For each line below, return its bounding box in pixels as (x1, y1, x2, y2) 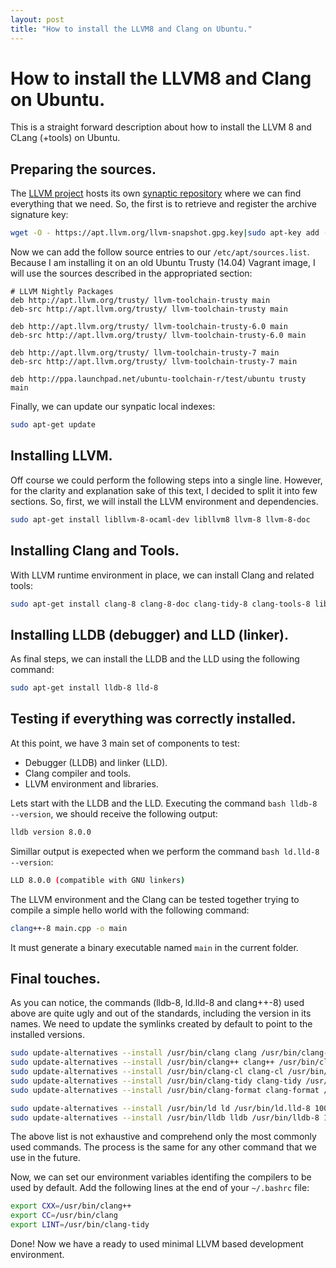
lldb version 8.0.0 (10, 827, 92, 837)
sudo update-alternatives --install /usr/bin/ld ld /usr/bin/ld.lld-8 (10, 1103, 311, 1113)
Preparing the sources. (10, 161, 157, 178)
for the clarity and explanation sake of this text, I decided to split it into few (10, 484, 318, 496)
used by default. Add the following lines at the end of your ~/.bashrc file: (10, 1182, 310, 1194)
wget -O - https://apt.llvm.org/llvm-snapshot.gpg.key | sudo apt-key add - (10, 228, 329, 238)
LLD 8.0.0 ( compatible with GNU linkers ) (10, 875, 186, 885)
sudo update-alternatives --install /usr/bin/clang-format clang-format (10, 1085, 320, 1095)
